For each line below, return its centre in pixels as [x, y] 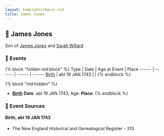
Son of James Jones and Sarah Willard [44, 46]
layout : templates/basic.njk [35, 10]
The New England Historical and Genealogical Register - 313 [73, 128]
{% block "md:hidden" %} [31, 84]
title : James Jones [25, 14]
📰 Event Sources [25, 106]
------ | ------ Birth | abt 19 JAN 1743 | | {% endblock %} [74, 74]
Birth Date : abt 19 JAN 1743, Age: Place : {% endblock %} [70, 93]
